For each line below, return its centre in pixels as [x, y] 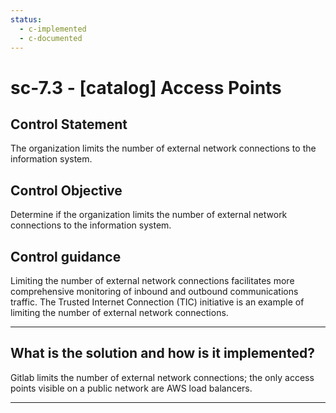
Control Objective [66, 190]
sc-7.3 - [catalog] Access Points [146, 87]
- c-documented [51, 38]
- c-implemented [53, 29]
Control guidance [66, 256]
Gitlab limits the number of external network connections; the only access [162, 377]
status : [26, 19]
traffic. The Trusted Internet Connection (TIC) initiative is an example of [157, 302]
